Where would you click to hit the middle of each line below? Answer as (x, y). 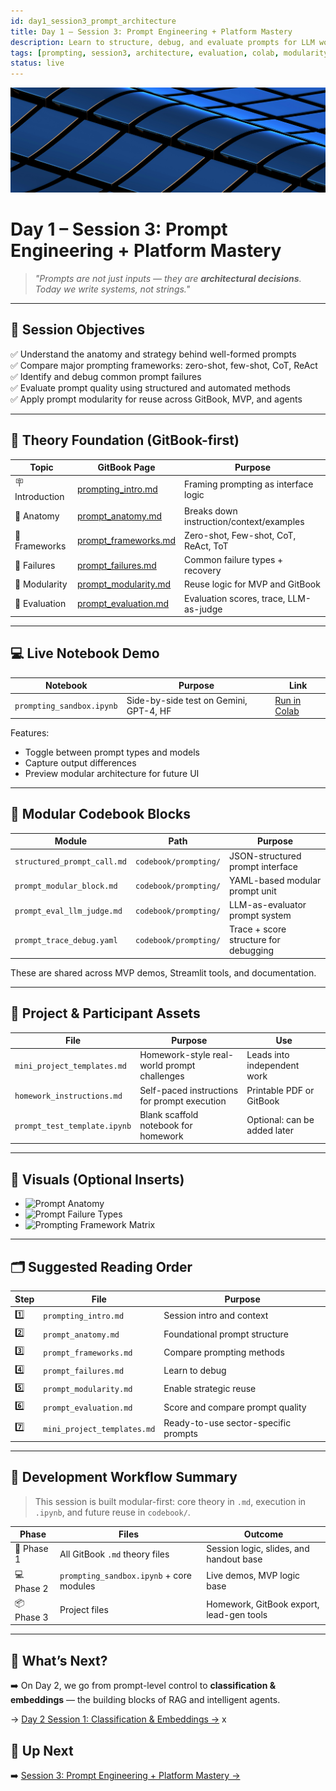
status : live (37, 63)
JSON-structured (265, 856)
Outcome (263, 1534)
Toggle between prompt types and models (112, 752)
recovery (203, 571)
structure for (255, 940)
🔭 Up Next (42, 1750)
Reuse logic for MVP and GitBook (252, 584)
